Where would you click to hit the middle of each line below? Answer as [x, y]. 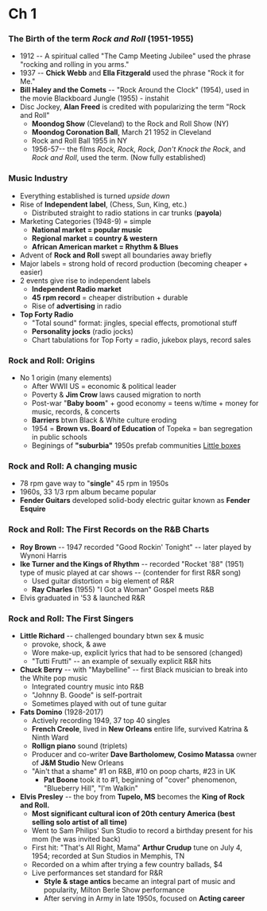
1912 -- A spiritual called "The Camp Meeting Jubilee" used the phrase [135, 56]
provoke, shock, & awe [69, 644]
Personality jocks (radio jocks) [82, 331]
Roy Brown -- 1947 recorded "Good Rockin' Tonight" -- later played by [135, 547]
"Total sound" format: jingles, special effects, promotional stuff [134, 323]
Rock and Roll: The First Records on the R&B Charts [109, 529]
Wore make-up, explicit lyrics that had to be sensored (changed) [137, 652]
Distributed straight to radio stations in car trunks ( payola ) [127, 213]
